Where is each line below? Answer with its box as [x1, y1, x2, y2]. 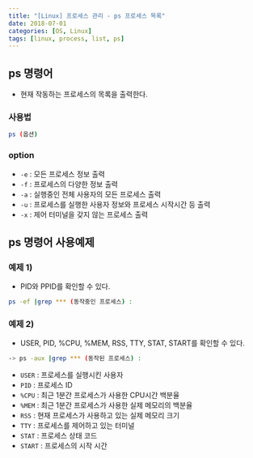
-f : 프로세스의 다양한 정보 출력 [19, 179, 119, 189]
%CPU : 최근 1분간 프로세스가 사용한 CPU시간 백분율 [19, 390, 180, 401]
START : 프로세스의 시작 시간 [19, 441, 108, 451]
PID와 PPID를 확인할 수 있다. [19, 282, 111, 291]
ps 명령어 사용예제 [8, 235, 95, 249]
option [8, 150, 35, 161]
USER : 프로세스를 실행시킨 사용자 [19, 370, 124, 380]
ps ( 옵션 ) [8, 130, 38, 138]
